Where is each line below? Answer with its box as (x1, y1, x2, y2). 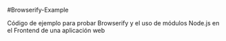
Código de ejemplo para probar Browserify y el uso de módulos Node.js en (7, 19, 220, 27)
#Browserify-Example (7, 6, 69, 14)
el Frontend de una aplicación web (7, 27, 105, 34)
